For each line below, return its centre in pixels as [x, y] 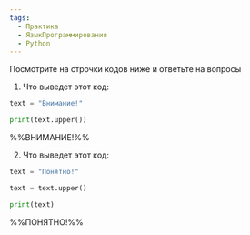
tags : [20, 18]
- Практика [38, 26]
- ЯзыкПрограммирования [62, 35]
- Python [34, 43]
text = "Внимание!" [46, 104]
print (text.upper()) [49, 120]
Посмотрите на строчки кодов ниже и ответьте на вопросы [125, 69]
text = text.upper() [49, 188]
